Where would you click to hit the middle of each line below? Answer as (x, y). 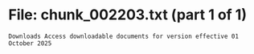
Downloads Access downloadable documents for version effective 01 (124, 36)
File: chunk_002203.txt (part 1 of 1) (128, 15)
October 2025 (30, 43)
